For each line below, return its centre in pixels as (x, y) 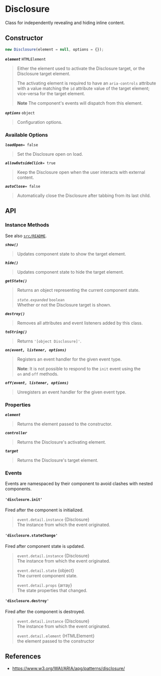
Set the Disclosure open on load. (50, 154)
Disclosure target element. (44, 73)
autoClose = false (23, 186)
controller (16, 433)
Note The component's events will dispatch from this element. (80, 103)
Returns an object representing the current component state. (78, 290)
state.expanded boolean (41, 300)
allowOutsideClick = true (30, 163)
